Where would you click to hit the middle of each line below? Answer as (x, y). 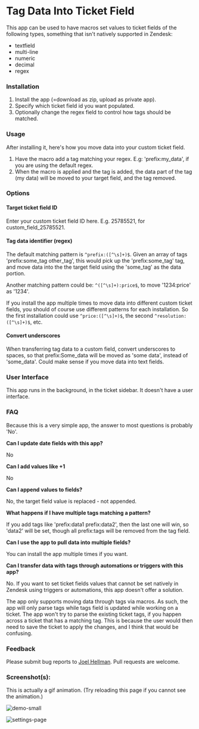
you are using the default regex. (54, 165)
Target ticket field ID (32, 208)
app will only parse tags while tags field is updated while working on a (92, 607)
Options (18, 193)
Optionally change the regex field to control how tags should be (93, 113)
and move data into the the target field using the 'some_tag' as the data (94, 267)
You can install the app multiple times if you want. (67, 554)
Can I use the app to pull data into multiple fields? (69, 542)
